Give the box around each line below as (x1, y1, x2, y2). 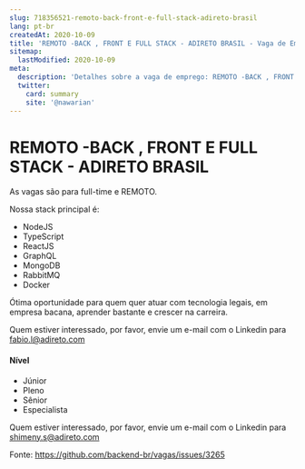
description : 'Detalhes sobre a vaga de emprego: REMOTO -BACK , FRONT (17, 73, 295, 82)
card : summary (25, 89, 79, 98)
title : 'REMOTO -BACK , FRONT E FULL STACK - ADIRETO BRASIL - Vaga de (9, 38, 286, 48)
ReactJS (22, 241, 54, 252)
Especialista (22, 404, 68, 414)
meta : (9, 65, 30, 74)
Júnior (22, 374, 47, 386)
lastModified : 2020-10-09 (17, 55, 116, 65)
